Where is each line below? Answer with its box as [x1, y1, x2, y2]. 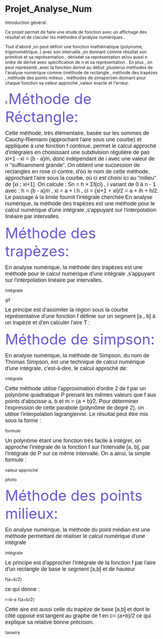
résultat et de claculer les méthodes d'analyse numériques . [5, 34, 125, 40]
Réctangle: [5, 107, 79, 126]
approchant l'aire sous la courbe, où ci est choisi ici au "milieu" [5, 174, 156, 181]
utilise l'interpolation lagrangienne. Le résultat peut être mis [5, 411, 148, 417]
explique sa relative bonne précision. [5, 618, 94, 625]
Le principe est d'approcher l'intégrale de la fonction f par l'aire [5, 559, 156, 566]
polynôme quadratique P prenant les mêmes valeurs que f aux [5, 392, 156, 398]
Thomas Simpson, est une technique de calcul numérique [5, 358, 145, 365]
